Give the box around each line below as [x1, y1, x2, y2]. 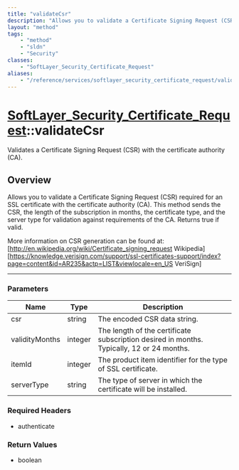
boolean [17, 456, 42, 464]
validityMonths [11, 335, 60, 345]
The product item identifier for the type [97, 355, 228, 365]
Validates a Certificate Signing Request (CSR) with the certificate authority [7, 146, 225, 154]
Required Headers [7, 406, 71, 416]
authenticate [17, 422, 55, 430]
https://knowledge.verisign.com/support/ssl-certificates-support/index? [9, 252, 221, 260]
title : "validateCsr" [7, 10, 72, 18]
